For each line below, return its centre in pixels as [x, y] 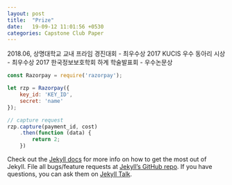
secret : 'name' [42, 101]
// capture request [35, 120]
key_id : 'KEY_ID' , [46, 95]
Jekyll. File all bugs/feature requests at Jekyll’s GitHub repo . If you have [110, 167]
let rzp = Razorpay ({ [39, 88]
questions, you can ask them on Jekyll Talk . [70, 174]
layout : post [26, 14]
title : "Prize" [31, 20]
